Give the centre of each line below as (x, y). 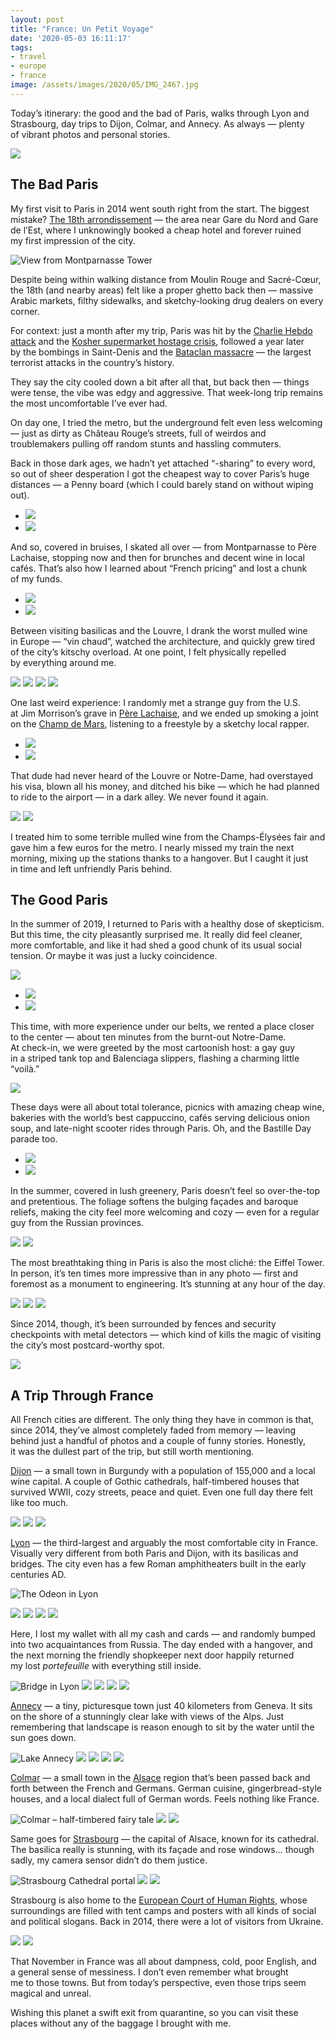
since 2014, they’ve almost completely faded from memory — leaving (153, 1430)
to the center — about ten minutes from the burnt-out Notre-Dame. (148, 1037)
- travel (28, 57)
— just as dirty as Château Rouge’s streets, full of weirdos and (138, 433)
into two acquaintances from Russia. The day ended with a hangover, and (161, 1645)
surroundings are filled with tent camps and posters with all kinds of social (163, 1911)
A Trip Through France (82, 1395)
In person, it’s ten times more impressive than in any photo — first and (154, 1273)
